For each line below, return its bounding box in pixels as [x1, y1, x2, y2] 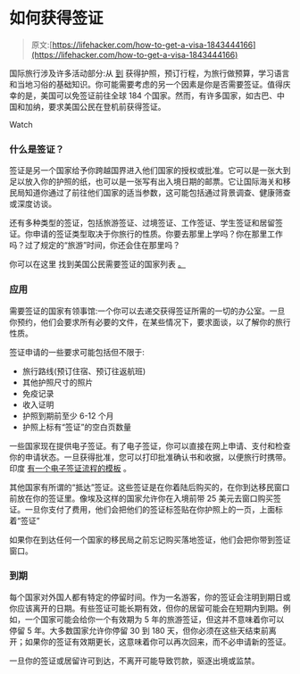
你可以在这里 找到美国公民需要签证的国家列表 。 [9, 259, 186, 270]
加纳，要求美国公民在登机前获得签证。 [24, 101, 166, 112]
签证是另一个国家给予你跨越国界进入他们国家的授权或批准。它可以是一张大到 [9, 165, 291, 176]
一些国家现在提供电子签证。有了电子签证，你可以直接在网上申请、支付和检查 [9, 440, 291, 451]
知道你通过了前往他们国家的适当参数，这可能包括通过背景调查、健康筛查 [24, 187, 291, 198]
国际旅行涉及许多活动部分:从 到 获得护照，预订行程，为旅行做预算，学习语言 [9, 68, 290, 79]
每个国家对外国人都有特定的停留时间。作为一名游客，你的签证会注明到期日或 [9, 591, 291, 603]
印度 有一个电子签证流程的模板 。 [9, 462, 131, 473]
